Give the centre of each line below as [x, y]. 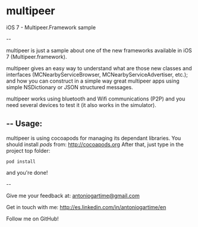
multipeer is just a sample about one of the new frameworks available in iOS [99, 50]
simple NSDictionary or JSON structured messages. [70, 87]
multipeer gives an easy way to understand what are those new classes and [99, 68]
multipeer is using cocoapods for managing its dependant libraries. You [94, 138]
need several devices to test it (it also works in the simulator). [81, 105]
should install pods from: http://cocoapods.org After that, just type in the [95, 144]
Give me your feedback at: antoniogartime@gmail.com [73, 196]
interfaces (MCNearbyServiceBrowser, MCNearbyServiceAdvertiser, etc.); [97, 74]
